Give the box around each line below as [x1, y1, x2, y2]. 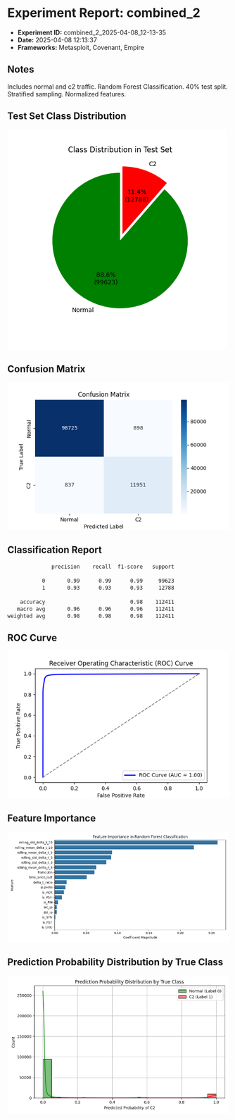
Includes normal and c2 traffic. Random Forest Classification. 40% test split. [7, 82, 229, 91]
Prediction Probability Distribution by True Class [7, 956, 224, 969]
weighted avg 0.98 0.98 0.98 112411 [7, 612, 174, 620]
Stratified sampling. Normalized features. [7, 89, 127, 98]
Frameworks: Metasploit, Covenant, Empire [17, 43, 145, 51]
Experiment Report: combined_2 [7, 5, 201, 21]
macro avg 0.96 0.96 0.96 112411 [16, 605, 174, 613]
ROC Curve [7, 631, 58, 643]
